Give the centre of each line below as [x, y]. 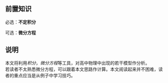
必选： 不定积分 [20, 22]
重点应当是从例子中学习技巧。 [44, 75]
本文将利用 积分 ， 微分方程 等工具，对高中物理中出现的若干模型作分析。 [77, 63]
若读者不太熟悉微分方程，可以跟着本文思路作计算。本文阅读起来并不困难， [82, 69]
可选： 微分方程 [20, 32]
